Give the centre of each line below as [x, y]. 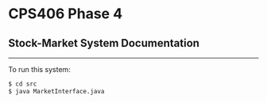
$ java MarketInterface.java [56, 91]
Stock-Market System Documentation [104, 43]
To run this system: [40, 69]
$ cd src [23, 84]
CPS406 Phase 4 [66, 14]
